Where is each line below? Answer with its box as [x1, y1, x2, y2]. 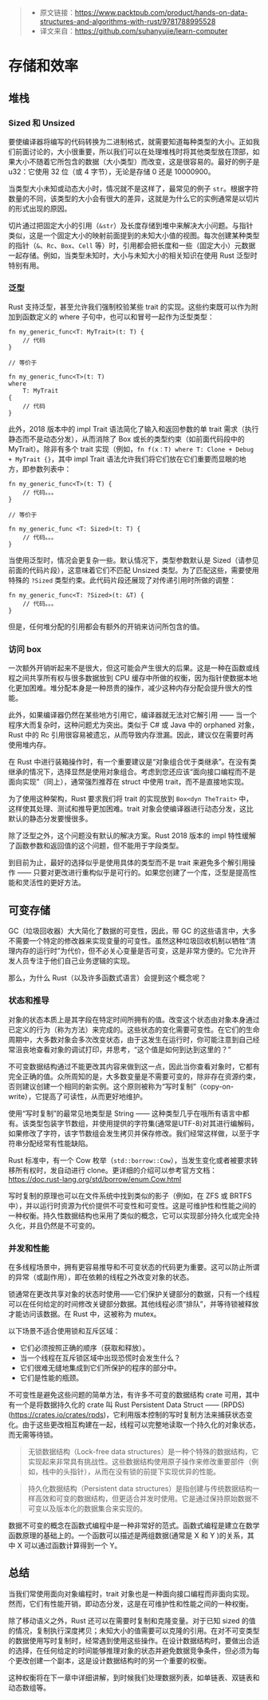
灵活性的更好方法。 [22, 878, 85, 888]
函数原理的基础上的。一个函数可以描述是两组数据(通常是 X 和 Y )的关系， [8, 1530, 248, 1540]
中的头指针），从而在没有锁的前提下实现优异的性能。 [49, 1466, 221, 1476]
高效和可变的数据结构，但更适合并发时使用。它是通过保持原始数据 [34, 1493, 252, 1503]
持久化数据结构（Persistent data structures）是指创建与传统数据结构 [27, 1484, 253, 1493]
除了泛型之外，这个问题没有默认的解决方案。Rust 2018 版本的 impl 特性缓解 [8, 831, 257, 840]
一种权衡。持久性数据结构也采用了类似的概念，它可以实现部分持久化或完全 [8, 1211, 253, 1220]
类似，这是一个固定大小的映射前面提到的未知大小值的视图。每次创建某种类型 [8, 231, 260, 240]
